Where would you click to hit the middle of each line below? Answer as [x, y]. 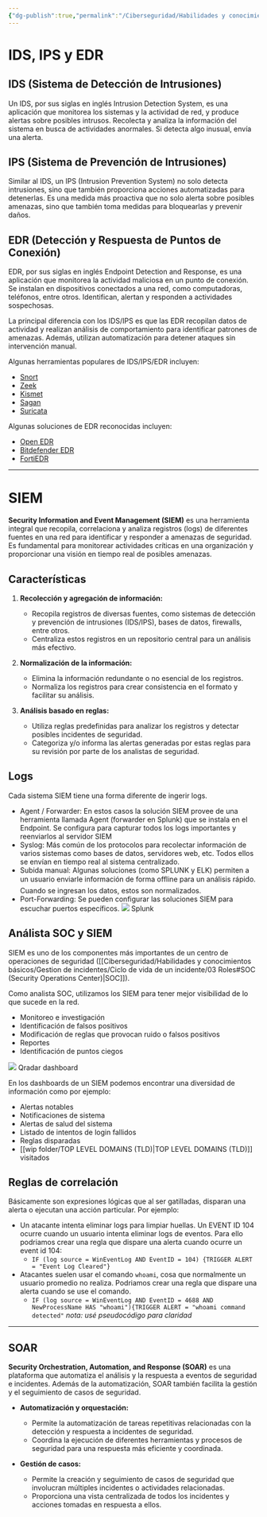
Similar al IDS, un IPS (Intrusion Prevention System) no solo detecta [118, 181]
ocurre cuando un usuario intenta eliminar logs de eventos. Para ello [132, 1234]
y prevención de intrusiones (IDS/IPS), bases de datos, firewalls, [137, 622]
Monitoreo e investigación [62, 1017]
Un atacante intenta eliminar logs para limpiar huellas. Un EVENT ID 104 [137, 1225]
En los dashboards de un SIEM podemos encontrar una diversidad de [122, 1083]
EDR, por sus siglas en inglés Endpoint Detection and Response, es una [125, 272]
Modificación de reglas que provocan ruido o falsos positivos [120, 1034]
